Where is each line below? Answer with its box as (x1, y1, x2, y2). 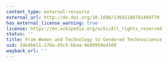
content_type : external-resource (6, 8, 90, 15)
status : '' (6, 31, 34, 37)
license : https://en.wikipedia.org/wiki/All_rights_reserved (6, 25, 163, 32)
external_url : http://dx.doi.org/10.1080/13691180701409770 (6, 14, 160, 20)
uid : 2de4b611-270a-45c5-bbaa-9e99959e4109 (6, 43, 117, 49)
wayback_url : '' (6, 48, 47, 54)
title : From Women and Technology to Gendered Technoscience (6, 37, 163, 43)
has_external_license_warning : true (6, 20, 98, 26)
